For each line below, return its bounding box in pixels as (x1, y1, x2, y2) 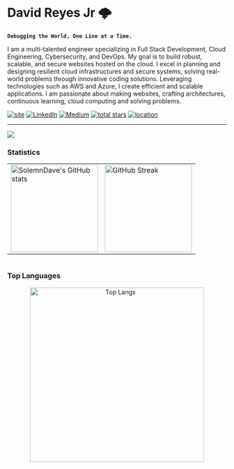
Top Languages (7, 271, 61, 281)
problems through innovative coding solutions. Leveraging (24, 74, 192, 83)
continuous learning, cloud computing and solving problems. (7, 96, 182, 105)
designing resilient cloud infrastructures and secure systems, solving (7, 67, 205, 75)
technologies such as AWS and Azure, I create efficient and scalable (7, 82, 203, 90)
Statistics (7, 147, 40, 157)
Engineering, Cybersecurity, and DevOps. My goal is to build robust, (7, 52, 203, 61)
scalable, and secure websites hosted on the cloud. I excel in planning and (7, 59, 221, 68)
